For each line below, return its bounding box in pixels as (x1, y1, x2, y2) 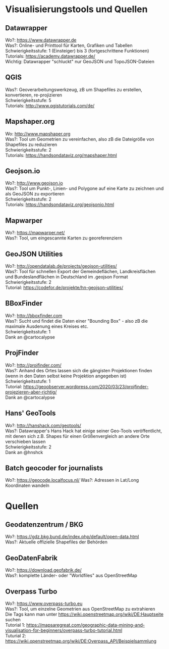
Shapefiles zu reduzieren (5, 141, 58, 147)
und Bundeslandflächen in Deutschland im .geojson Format (5, 274, 128, 280)
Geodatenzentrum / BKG (5, 520, 84, 529)
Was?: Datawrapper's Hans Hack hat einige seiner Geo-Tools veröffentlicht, (5, 428, 162, 434)
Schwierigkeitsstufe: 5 (5, 97, 51, 103)
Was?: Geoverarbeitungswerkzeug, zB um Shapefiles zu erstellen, (5, 86, 143, 92)
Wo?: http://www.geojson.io (5, 180, 63, 186)
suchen (5, 616, 21, 622)
